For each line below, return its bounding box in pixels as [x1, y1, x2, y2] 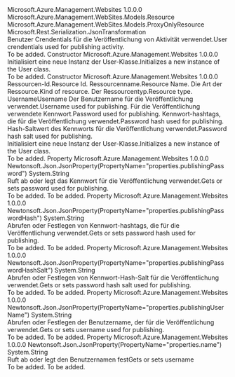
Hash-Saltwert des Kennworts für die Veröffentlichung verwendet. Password [7, 125, 227, 132]
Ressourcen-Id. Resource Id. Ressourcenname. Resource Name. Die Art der [7, 80, 222, 88]
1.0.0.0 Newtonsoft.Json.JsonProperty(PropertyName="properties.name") [7, 341, 222, 348]
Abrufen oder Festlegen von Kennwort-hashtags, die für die [7, 221, 180, 229]
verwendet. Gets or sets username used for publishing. [7, 326, 165, 334]
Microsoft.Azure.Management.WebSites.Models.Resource [7, 13, 175, 21]
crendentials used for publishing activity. [7, 43, 125, 50]
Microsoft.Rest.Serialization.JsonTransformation [7, 28, 146, 36]
